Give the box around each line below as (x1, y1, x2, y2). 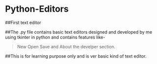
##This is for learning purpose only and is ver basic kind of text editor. (5, 53, 147, 59)
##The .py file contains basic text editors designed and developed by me (5, 29, 153, 35)
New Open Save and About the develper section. (17, 43, 116, 49)
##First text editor (5, 20, 42, 25)
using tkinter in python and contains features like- (5, 34, 105, 40)
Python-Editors (5, 3, 69, 15)
